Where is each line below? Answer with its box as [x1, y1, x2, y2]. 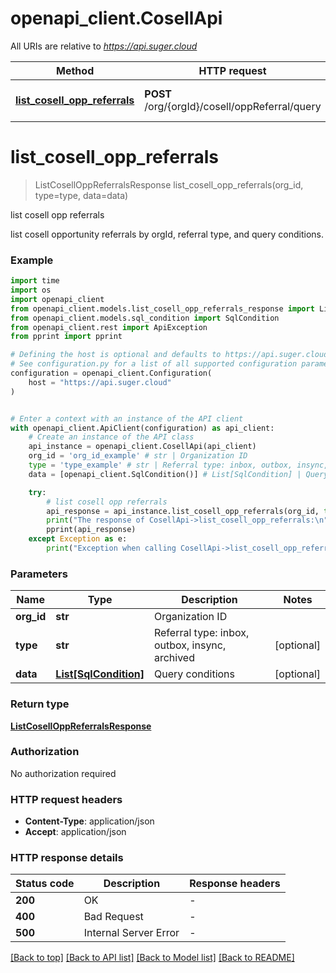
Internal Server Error [83, 926, 180, 940]
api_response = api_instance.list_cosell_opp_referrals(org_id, [46, 506, 320, 516]
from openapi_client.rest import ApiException [10, 322, 208, 332]
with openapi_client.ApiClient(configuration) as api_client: [10, 423, 275, 433]
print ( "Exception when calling [46, 543, 177, 554]
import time [10, 276, 60, 286]
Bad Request [83, 910, 144, 924]
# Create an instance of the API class [28, 432, 195, 442]
